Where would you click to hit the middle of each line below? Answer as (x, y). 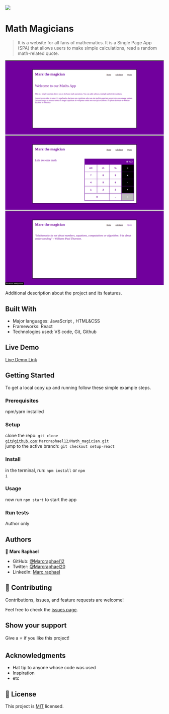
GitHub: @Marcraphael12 (38, 561)
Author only (17, 524)
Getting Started (30, 376)
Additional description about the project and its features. (64, 293)
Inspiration (23, 673)
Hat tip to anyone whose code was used (54, 668)
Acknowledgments (36, 655)
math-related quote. (38, 53)
